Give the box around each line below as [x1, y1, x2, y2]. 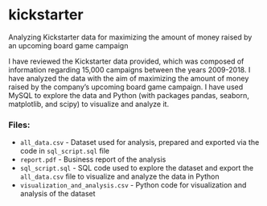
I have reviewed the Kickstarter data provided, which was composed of [8, 56, 244, 66]
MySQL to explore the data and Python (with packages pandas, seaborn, [8, 90, 249, 100]
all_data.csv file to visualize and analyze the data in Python [19, 171, 220, 182]
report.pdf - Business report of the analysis [19, 154, 166, 164]
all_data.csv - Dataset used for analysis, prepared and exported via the [19, 138, 260, 147]
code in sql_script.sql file [19, 146, 110, 156]
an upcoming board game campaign [8, 40, 129, 50]
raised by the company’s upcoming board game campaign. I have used [8, 82, 244, 92]
